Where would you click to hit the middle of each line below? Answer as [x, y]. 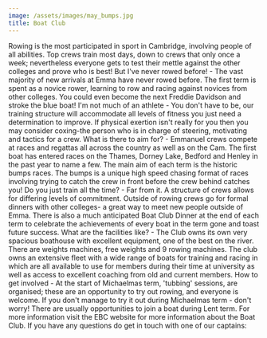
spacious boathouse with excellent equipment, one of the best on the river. [131, 241]
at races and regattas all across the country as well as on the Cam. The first [132, 147]
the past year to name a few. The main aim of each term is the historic [123, 164]
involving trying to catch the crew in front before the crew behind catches [129, 181]
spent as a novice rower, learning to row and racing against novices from [128, 88]
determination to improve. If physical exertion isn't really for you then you [128, 122]
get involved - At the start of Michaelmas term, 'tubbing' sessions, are [123, 283]
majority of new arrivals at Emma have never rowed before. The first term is [132, 80]
